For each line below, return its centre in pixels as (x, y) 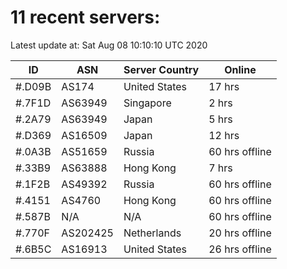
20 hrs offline (240, 233)
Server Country (161, 69)
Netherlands (152, 233)
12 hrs (224, 135)
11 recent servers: (85, 17)
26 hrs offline (240, 249)
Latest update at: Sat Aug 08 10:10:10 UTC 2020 (109, 45)
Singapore (147, 103)
